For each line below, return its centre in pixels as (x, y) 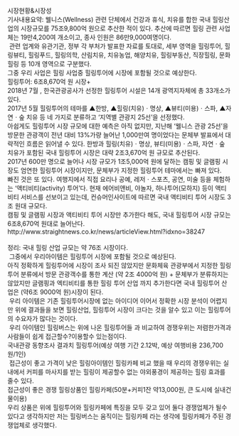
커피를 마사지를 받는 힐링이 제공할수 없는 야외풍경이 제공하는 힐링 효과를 (126, 372)
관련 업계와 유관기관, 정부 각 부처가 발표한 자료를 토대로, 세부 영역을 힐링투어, (116, 46)
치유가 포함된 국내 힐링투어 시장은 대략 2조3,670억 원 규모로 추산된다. (104, 153)
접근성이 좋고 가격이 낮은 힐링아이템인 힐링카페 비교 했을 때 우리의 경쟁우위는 (115, 363)
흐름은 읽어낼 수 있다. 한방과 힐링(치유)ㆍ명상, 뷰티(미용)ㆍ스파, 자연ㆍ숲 (126, 144)
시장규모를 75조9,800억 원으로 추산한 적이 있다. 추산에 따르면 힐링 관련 (119, 28)
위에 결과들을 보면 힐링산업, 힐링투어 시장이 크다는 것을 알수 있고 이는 (110, 310)
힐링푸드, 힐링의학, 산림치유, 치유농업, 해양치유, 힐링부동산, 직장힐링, (123, 55)
